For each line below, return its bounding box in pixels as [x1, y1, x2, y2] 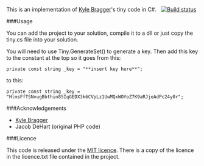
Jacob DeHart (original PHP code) [15, 123, 100, 130]
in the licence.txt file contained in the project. [6, 153, 120, 160]
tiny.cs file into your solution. [6, 36, 79, 43]
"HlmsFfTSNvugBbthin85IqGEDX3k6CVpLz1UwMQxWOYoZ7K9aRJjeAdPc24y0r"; [6, 94, 184, 100]
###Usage [6, 18, 33, 24]
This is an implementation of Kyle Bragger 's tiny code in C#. [6, 6, 157, 13]
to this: [6, 77, 24, 84]
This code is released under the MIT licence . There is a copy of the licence [6, 146, 194, 154]
